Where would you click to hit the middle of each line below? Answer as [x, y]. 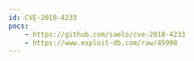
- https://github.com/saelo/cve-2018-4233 [105, 34]
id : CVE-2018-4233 [43, 17]
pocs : [18, 26]
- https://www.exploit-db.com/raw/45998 [101, 43]
